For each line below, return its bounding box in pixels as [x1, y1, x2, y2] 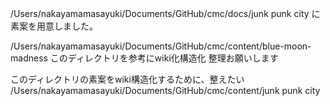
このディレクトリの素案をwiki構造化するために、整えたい [10, 73, 245, 85]
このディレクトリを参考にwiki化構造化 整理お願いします [49, 52, 279, 64]
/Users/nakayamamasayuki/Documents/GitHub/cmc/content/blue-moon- [10, 40, 312, 52]
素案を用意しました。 [10, 20, 98, 32]
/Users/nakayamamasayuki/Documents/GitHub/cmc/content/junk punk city [10, 85, 321, 96]
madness [10, 52, 48, 64]
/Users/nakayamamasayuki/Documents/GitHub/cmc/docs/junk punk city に [10, 8, 321, 19]
